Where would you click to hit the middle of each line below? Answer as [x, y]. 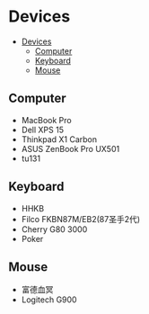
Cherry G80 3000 [54, 229]
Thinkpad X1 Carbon [59, 139]
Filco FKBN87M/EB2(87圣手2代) [81, 219]
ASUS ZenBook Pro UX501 [70, 148]
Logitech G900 [49, 300]
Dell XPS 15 [43, 130]
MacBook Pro [47, 120]
